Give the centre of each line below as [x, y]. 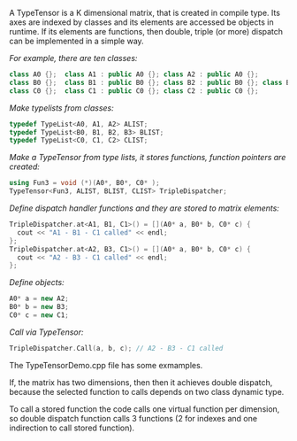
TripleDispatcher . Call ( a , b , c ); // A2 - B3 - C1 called [116, 348]
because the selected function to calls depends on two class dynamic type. [147, 391]
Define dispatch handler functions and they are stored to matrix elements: [145, 208]
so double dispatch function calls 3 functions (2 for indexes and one [133, 418]
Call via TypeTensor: [46, 332]
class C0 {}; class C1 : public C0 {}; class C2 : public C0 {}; [134, 91]
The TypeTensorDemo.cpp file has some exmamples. [106, 365]
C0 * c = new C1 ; [39, 315]
